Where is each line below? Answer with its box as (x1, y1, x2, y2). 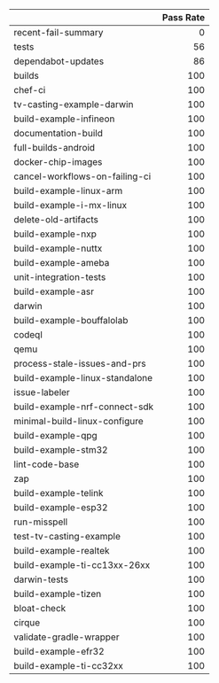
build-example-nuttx (13, 243, 103, 254)
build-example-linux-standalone (13, 372, 153, 384)
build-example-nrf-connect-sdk (13, 400, 154, 413)
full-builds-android (13, 142, 96, 153)
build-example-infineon (13, 113, 115, 125)
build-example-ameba (13, 257, 110, 268)
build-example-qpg (13, 430, 98, 441)
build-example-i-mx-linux (13, 199, 128, 211)
